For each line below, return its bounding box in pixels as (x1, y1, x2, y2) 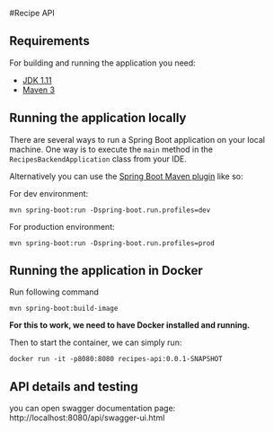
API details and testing (9, 379, 138, 394)
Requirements (9, 33, 90, 48)
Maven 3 (22, 84, 56, 95)
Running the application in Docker (9, 263, 204, 278)
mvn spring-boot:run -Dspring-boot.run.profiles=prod (9, 238, 216, 248)
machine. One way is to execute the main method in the (9, 144, 214, 154)
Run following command (9, 287, 99, 297)
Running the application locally (9, 110, 187, 126)
